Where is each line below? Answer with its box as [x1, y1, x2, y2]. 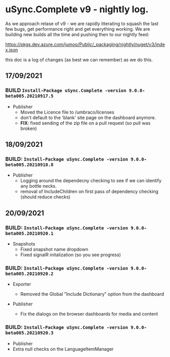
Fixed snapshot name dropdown [20, 247, 88, 252]
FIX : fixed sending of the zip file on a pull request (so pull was [20, 120, 151, 126]
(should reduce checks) [20, 194, 70, 200]
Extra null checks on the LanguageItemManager [12, 346, 114, 352]
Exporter [12, 281, 32, 287]
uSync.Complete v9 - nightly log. [5, 4, 149, 15]
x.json [5, 47, 18, 53]
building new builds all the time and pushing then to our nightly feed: [5, 31, 150, 37]
